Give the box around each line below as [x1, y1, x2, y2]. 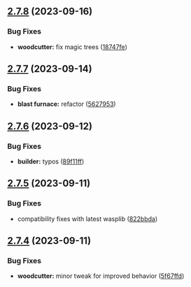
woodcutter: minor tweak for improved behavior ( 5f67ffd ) [17, 272, 185, 280]
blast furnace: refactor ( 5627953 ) [17, 100, 117, 108]
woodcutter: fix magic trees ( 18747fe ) [17, 42, 127, 51]
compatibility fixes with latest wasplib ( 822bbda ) [17, 214, 158, 223]
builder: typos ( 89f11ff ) [17, 157, 85, 166]
